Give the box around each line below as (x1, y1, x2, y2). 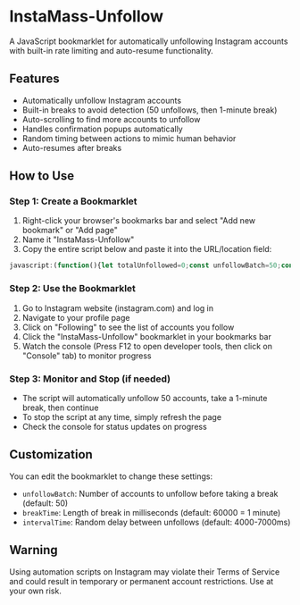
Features (9, 71, 60, 87)
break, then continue (21, 402, 99, 413)
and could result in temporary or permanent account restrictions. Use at (9, 576, 274, 586)
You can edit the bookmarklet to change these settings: (9, 471, 213, 482)
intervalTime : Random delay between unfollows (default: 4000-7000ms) (21, 517, 291, 527)
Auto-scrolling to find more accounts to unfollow (21, 113, 201, 124)
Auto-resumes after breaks (21, 142, 122, 153)
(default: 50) (21, 498, 69, 508)
